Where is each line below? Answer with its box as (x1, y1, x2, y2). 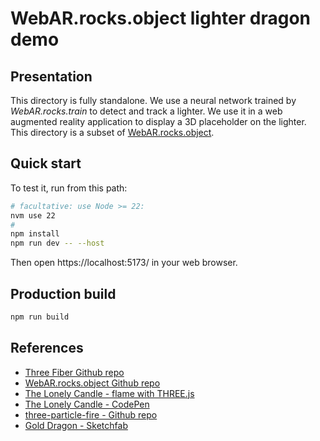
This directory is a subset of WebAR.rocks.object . (10, 127, 215, 138)
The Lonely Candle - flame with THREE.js (24, 387, 195, 399)
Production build (10, 285, 117, 302)
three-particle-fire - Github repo (24, 408, 158, 421)
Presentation (10, 68, 93, 85)
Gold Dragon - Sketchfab (24, 419, 128, 431)
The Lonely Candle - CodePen (24, 398, 150, 410)
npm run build (10, 312, 70, 322)
